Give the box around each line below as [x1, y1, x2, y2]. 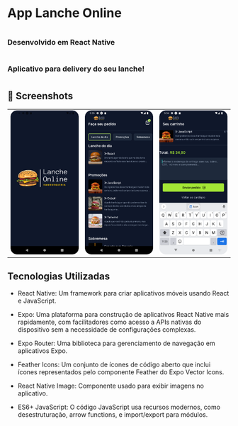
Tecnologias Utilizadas [7, 270, 110, 282]
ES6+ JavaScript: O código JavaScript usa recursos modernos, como [17, 403, 221, 412]
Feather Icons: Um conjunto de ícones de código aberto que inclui [17, 360, 211, 369]
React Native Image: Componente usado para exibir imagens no [17, 381, 204, 391]
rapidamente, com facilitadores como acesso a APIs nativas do [17, 318, 202, 327]
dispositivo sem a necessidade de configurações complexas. [17, 325, 196, 334]
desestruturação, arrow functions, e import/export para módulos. [17, 410, 208, 419]
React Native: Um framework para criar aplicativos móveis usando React [17, 289, 229, 298]
